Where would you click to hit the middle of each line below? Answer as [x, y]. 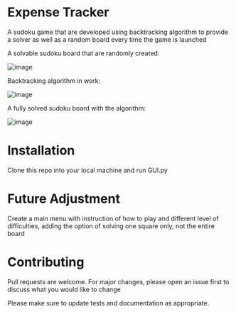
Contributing [46, 262]
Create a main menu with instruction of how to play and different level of [113, 218]
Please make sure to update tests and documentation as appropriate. [108, 303]
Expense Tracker [58, 12]
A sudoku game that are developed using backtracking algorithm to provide [118, 32]
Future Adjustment [64, 199]
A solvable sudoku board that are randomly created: [84, 53]
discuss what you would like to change [64, 289]
